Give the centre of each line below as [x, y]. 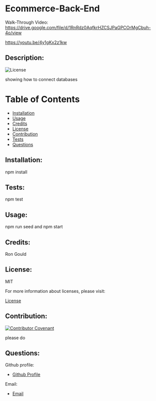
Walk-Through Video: [27, 22]
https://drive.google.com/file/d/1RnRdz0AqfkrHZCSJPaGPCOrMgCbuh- [78, 27]
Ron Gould [16, 254]
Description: [25, 58]
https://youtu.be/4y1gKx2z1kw [36, 42]
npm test [14, 199]
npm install [16, 172]
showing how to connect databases [41, 79]
